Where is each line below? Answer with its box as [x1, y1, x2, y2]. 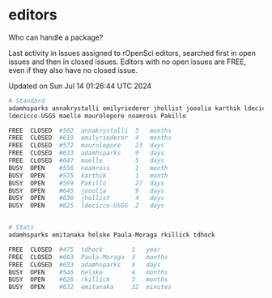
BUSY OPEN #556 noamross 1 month [8, 164, 168, 172]
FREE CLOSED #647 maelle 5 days [8, 156, 164, 165]
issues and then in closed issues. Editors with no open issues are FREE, [8, 57, 247, 66]
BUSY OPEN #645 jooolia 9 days [8, 186, 164, 195]
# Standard [8, 96, 45, 104]
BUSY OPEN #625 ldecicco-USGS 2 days [8, 202, 164, 210]
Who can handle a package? [8, 32, 104, 42]
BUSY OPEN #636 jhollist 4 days [8, 194, 164, 202]
